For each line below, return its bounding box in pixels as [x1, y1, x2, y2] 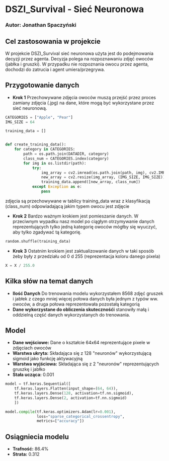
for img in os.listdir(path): [23, 161, 87, 166]
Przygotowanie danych [5, 81, 79, 90]
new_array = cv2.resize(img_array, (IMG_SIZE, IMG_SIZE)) [41, 175, 165, 180]
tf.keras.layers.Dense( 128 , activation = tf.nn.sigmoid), [14, 391, 134, 396]
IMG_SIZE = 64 [5, 119, 35, 124]
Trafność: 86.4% [12, 446, 49, 452]
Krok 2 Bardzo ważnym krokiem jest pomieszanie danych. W [12, 213, 139, 219]
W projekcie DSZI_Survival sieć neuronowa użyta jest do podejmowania [5, 50, 154, 56]
